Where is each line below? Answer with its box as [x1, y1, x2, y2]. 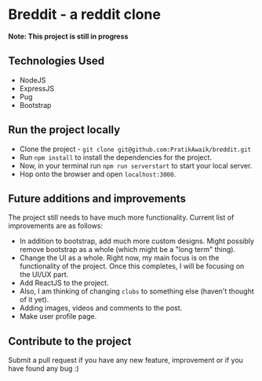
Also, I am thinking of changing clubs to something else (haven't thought [19, 287, 255, 296]
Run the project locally [8, 124, 121, 137]
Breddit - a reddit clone [8, 6, 161, 24]
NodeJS [19, 75, 46, 84]
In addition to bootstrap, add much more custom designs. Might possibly [19, 236, 255, 246]
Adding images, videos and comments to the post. [19, 303, 183, 313]
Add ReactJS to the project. [19, 278, 109, 288]
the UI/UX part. [19, 270, 69, 279]
